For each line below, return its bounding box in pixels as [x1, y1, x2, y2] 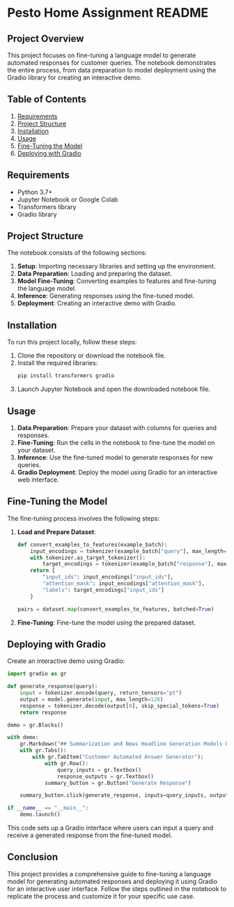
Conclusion [7, 851, 58, 863]
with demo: [7, 734, 39, 741]
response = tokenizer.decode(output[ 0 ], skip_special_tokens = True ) [19, 702, 219, 709]
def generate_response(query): [7, 683, 98, 690]
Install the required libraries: [17, 359, 98, 367]
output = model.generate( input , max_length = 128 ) [19, 696, 164, 703]
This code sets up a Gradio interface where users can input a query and [7, 824, 214, 832]
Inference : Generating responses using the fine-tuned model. [17, 291, 195, 300]
